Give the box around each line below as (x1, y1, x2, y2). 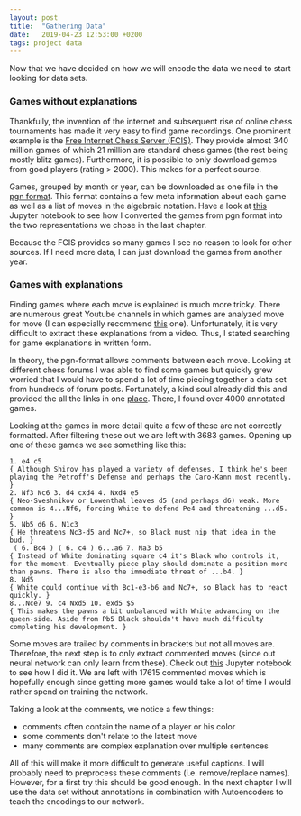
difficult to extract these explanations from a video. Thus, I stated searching (9, 327, 290, 338)
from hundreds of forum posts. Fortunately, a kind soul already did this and (9, 383, 287, 394)
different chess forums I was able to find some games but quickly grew (9, 364, 273, 375)
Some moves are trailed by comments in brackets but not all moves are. (9, 637, 275, 649)
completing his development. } (9, 622, 127, 631)
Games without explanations (9, 96, 138, 108)
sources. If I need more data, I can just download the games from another (9, 246, 283, 257)
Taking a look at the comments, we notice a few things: (9, 703, 214, 714)
